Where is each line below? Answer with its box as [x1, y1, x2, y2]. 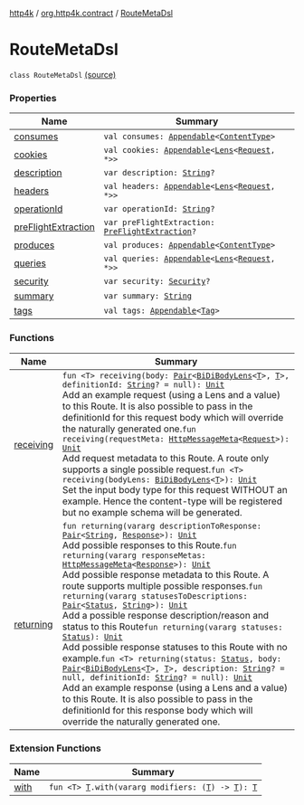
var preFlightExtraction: [103, 217, 215, 228]
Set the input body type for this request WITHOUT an [62, 483, 288, 496]
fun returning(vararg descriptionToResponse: [62, 520, 262, 531]
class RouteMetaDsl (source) [9, 69, 117, 80]
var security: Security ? [103, 276, 211, 287]
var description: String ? [103, 167, 215, 178]
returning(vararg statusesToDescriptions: [62, 591, 248, 601]
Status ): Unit [62, 631, 123, 641]
